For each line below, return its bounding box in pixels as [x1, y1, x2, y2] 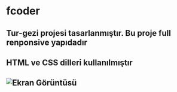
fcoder [6, 4, 40, 18]
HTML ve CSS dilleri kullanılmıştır [6, 57, 133, 68]
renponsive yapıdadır [6, 37, 88, 47]
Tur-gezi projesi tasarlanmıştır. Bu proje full [6, 28, 172, 38]
